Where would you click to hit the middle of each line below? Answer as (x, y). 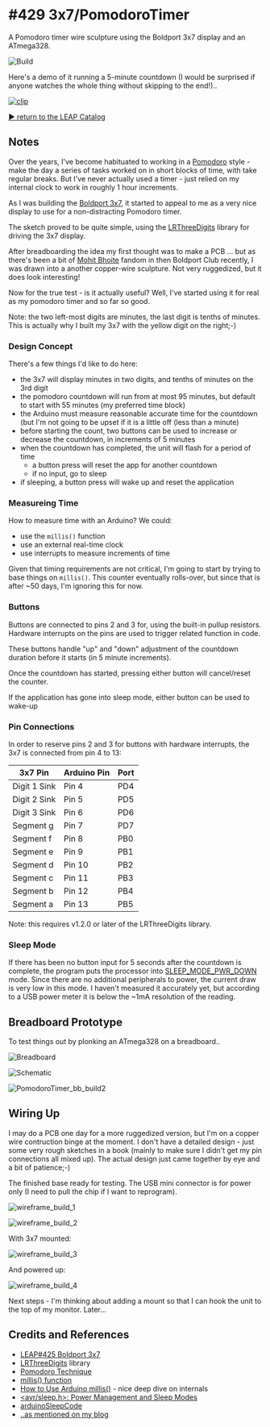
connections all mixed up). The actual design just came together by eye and (134, 1159)
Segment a (33, 904)
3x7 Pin (34, 772)
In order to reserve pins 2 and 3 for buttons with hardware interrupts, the (129, 744)
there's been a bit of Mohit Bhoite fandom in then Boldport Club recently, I (131, 260)
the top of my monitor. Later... (58, 1309)
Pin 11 (76, 878)
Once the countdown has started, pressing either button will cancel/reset (130, 673)
